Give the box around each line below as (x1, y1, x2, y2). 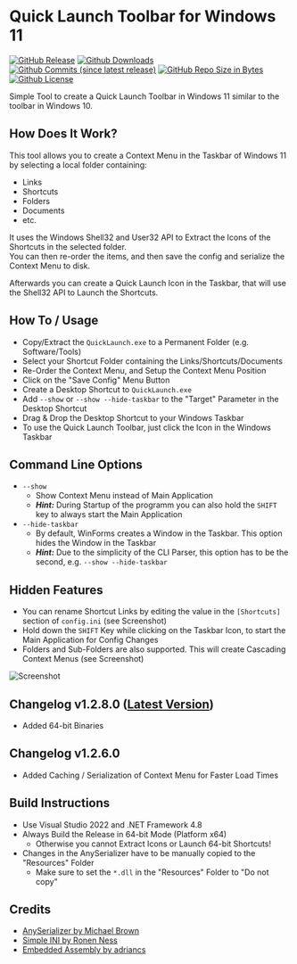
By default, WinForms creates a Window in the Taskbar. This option (35, 528, 283, 539)
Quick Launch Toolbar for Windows (9, 6, 276, 27)
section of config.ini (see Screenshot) (21, 615, 168, 626)
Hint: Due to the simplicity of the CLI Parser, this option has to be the (35, 547, 289, 558)
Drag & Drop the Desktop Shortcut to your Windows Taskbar (21, 412, 244, 423)
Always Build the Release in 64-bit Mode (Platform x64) (21, 828, 227, 839)
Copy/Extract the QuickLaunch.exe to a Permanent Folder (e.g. (21, 336, 250, 347)
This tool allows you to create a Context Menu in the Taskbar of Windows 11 (9, 150, 287, 161)
